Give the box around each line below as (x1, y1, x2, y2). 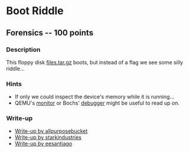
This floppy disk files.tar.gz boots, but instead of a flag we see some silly (6, 58, 183, 66)
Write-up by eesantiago (14, 140, 73, 147)
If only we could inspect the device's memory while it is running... (14, 93, 175, 100)
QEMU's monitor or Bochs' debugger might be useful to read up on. (14, 99, 180, 107)
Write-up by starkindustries (14, 134, 82, 141)
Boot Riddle (6, 4, 64, 18)
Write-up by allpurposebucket (14, 128, 88, 135)
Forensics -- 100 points (6, 28, 93, 38)
